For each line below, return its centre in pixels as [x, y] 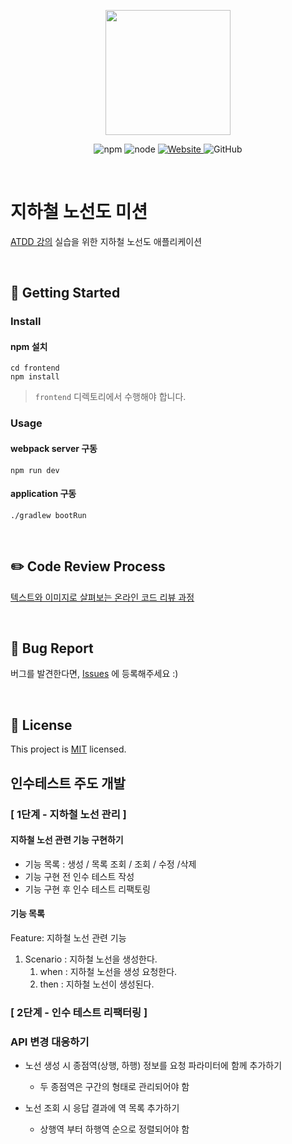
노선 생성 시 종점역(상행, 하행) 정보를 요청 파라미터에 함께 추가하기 [153, 1066]
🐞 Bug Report [52, 648]
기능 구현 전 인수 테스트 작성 [79, 876]
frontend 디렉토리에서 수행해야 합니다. [110, 397]
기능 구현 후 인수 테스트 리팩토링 [87, 889]
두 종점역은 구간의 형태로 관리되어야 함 [114, 1087]
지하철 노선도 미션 [79, 212]
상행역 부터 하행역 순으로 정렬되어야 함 [114, 1129]
